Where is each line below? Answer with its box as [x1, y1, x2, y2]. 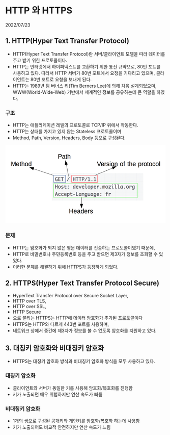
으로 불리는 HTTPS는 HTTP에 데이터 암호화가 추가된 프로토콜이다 [12, 315, 143, 321]
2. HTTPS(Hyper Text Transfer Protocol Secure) [5, 279, 159, 288]
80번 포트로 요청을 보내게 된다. [30, 76, 92, 82]
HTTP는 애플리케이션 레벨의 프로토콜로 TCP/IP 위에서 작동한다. [12, 122, 138, 128]
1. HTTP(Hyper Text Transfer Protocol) [5, 37, 130, 45]
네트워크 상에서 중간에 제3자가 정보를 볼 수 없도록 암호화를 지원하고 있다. [12, 327, 157, 334]
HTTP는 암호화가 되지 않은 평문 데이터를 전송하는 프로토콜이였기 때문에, [12, 244, 155, 250]
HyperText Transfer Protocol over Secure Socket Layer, [12, 292, 129, 298]
